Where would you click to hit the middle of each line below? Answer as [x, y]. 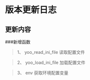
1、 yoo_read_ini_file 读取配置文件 [51, 52]
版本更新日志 [31, 10]
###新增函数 [18, 42]
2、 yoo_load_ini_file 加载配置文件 [51, 63]
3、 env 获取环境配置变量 [43, 73]
